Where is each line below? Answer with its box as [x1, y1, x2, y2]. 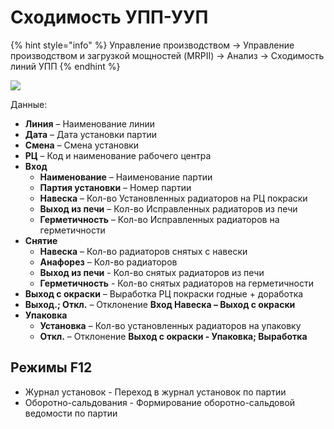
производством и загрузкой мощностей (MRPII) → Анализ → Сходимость [10, 49, 325, 61]
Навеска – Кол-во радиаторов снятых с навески [39, 245, 248, 257]
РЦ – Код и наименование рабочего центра [24, 149, 212, 161]
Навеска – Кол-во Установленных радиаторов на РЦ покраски [39, 192, 308, 204]
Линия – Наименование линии [24, 117, 156, 130]
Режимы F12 [10, 359, 93, 376]
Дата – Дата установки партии [24, 128, 157, 140]
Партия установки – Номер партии [39, 181, 192, 193]
